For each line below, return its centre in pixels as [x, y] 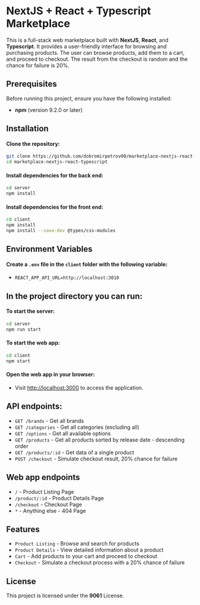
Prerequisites [32, 84]
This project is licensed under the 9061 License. [65, 595]
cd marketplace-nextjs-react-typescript [57, 162]
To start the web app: [33, 343]
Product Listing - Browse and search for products [77, 544]
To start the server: [31, 311]
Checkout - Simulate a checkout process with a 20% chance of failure [100, 563]
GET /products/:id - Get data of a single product [74, 452]
